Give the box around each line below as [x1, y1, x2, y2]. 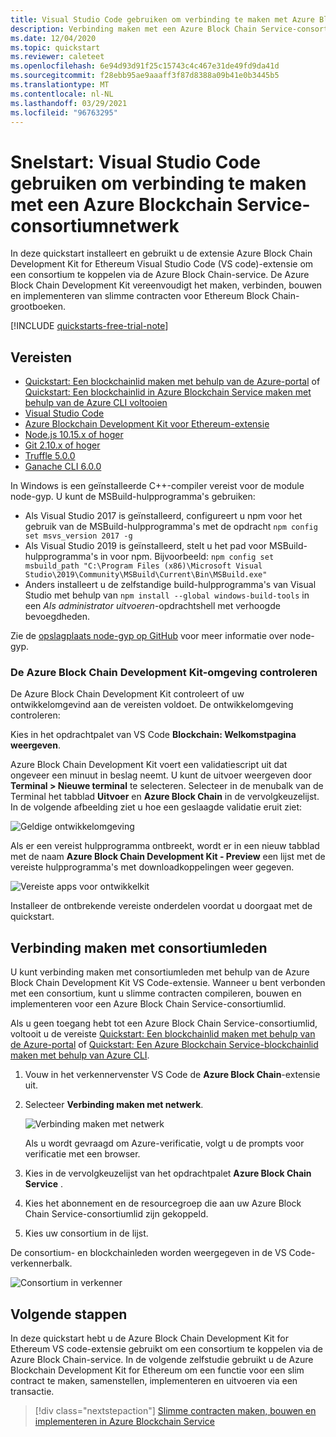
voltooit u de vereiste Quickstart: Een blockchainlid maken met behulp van [10, 1028, 316, 1040]
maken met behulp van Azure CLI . [10, 1049, 150, 1061]
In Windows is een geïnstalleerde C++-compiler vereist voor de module [10, 480, 305, 492]
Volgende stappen [10, 1306, 128, 1323]
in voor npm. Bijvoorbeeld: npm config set [99, 551, 275, 563]
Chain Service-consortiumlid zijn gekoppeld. [24, 1208, 209, 1220]
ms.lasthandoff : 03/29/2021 [10, 98, 128, 108]
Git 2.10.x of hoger [24, 439, 101, 451]
